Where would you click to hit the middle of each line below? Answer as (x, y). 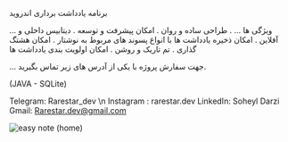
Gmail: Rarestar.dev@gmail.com (68, 110)
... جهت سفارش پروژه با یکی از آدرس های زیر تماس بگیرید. (108, 67)
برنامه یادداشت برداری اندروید (58, 13)
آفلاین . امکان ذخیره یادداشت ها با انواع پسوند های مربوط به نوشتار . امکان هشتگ (144, 40)
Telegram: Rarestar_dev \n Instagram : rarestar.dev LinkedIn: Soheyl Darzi (144, 101)
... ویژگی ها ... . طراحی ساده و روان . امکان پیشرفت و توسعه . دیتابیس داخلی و (141, 30)
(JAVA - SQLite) (38, 84)
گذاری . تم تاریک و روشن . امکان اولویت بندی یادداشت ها (103, 49)
